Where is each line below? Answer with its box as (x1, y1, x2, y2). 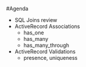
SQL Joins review (14, 17, 58, 23)
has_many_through (23, 42, 70, 49)
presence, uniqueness (23, 55, 78, 61)
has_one (23, 29, 44, 36)
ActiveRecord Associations (14, 23, 81, 30)
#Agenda (6, 5, 28, 12)
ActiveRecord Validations (14, 48, 76, 55)
